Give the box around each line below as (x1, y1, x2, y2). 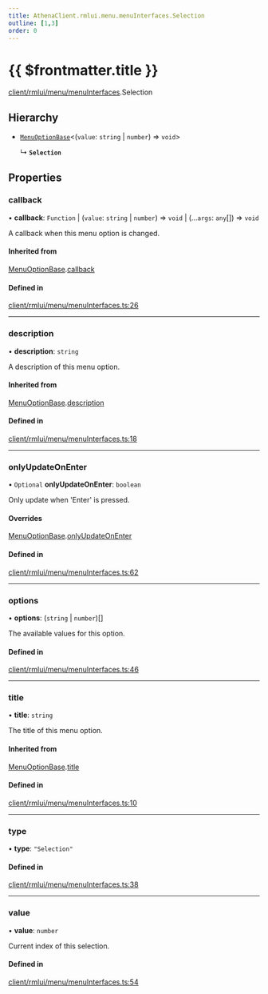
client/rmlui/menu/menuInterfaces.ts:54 (8, 977, 139, 987)
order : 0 (8, 26, 37, 34)
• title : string (8, 710, 53, 720)
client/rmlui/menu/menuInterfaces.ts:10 (8, 798, 138, 808)
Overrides (8, 513, 42, 523)
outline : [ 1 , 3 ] (8, 19, 59, 27)
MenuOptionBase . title (8, 762, 80, 772)
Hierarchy (8, 110, 59, 124)
